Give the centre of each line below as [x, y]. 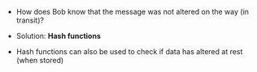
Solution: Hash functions [59, 36]
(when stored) [40, 60]
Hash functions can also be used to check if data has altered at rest [129, 51]
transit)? [30, 20]
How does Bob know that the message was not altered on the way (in [133, 12]
